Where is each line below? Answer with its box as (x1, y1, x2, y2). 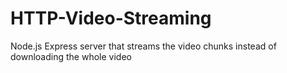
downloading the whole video (10, 50, 132, 62)
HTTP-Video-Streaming (10, 7, 212, 30)
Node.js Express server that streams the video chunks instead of (10, 40, 277, 52)
